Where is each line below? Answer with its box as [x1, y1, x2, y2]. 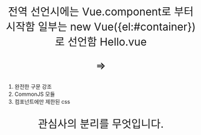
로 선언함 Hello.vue [54, 35, 147, 49]
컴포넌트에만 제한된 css [14, 98, 71, 105]
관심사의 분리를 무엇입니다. [37, 118, 164, 131]
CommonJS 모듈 [14, 90, 56, 98]
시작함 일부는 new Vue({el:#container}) [5, 20, 196, 34]
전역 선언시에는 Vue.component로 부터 [8, 5, 194, 19]
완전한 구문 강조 [14, 83, 52, 90]
